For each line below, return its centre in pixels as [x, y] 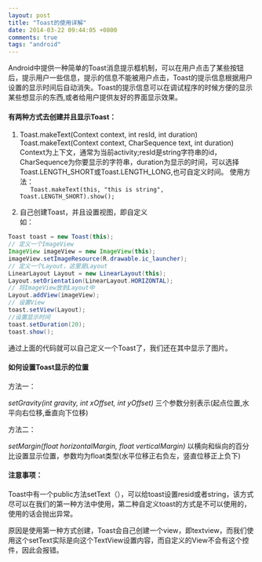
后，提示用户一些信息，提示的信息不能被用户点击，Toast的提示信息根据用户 [131, 78]
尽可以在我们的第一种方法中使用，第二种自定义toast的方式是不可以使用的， [129, 504]
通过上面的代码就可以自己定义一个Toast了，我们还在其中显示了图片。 [120, 348]
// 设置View [26, 303]
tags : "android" [35, 45]
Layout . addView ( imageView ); [54, 295]
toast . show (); [31, 332]
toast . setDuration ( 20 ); [47, 324]
